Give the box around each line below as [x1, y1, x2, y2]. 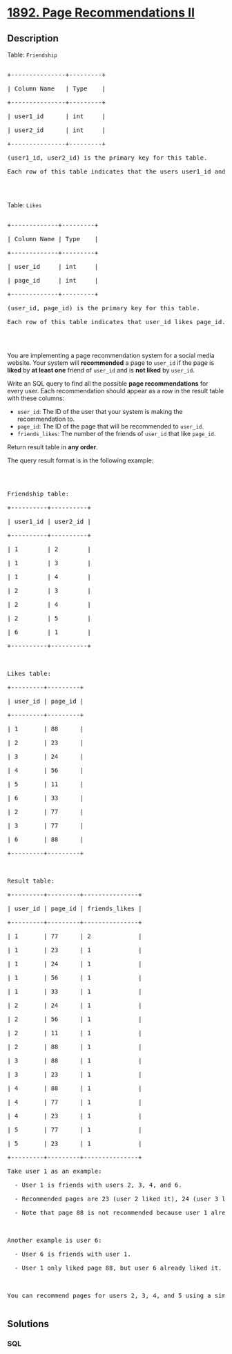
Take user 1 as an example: [7, 1167, 102, 1175]
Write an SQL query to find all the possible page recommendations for [7, 379, 209, 388]
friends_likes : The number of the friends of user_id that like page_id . [17, 430, 216, 438]
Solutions [7, 1318, 50, 1330]
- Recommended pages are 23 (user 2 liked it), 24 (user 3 [14, 1195, 219, 1203]
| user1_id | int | [7, 113, 106, 120]
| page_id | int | [7, 276, 99, 284]
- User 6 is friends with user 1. [14, 1250, 131, 1258]
